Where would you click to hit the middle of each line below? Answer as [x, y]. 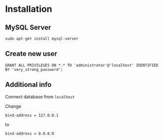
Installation [29, 9]
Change [13, 106]
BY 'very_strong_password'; [34, 70]
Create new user [31, 54]
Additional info [28, 85]
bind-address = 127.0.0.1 [32, 115]
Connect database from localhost [40, 96]
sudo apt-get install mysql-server [42, 39]
